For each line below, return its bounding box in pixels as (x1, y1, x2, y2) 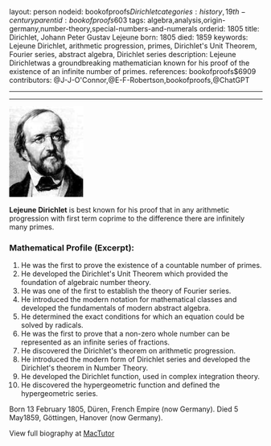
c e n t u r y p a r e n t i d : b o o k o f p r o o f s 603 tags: (9, 15, 146, 25)
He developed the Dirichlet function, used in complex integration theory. (20, 372, 261, 382)
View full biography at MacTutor (9, 428, 115, 438)
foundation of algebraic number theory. (20, 278, 152, 287)
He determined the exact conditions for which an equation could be (20, 312, 244, 321)
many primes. (9, 222, 55, 232)
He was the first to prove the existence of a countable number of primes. (20, 261, 262, 270)
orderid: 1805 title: (199, 24, 260, 33)
